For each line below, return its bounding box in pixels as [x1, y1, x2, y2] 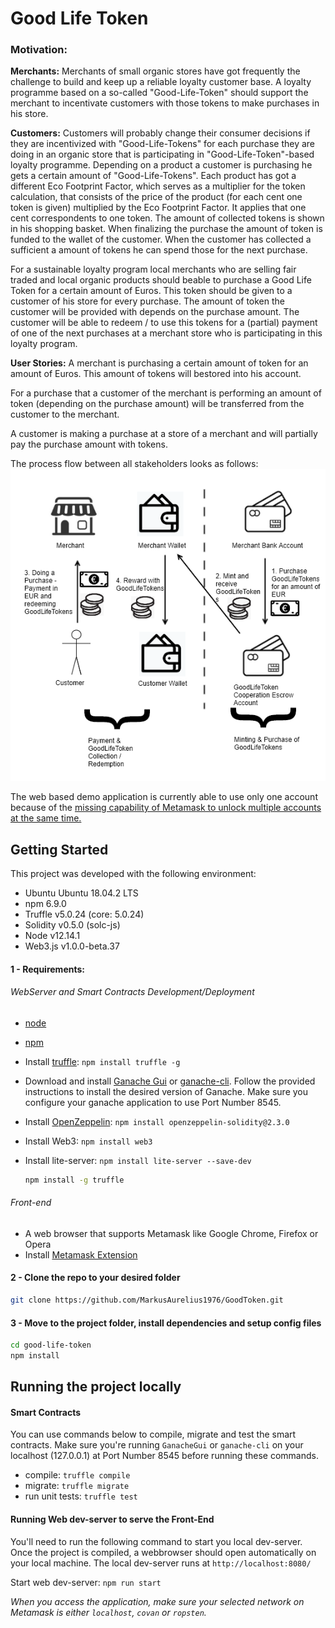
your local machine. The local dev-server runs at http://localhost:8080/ [10, 1557, 312, 1569]
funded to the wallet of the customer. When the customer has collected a [10, 233, 312, 246]
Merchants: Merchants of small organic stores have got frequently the [10, 65, 301, 77]
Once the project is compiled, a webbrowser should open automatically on [10, 1546, 317, 1558]
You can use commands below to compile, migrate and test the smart [10, 1428, 297, 1441]
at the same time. [10, 812, 82, 824]
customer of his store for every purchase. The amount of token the [10, 295, 285, 307]
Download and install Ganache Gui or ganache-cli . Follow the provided [24, 1075, 316, 1087]
